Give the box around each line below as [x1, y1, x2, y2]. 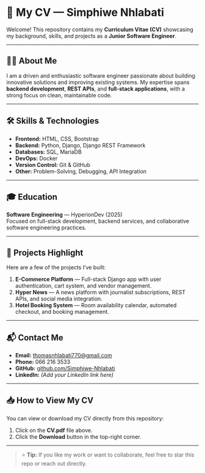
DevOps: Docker [15, 154, 58, 162]
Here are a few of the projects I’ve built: [6, 264, 106, 271]
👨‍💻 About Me [6, 56, 57, 66]
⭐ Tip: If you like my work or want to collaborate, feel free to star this [21, 451, 195, 458]
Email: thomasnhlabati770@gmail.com [15, 352, 112, 359]
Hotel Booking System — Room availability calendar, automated [15, 302, 177, 309]
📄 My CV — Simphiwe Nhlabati [6, 6, 165, 20]
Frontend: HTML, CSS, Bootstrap [15, 135, 99, 143]
